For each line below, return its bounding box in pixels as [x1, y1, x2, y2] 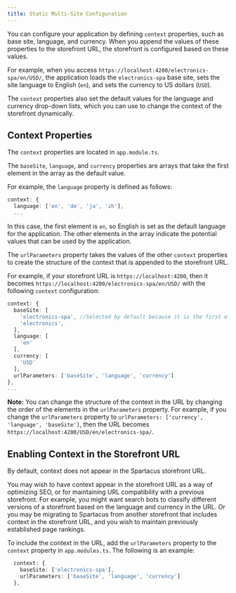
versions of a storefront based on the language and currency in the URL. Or [7, 503, 226, 511]
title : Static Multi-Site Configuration [7, 10, 128, 18]
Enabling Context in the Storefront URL [7, 448, 181, 460]
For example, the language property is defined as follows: [7, 183, 173, 191]
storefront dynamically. [7, 109, 74, 117]
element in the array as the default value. [7, 169, 126, 178]
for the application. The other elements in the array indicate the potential [7, 230, 217, 238]
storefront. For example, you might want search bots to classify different [7, 495, 216, 504]
